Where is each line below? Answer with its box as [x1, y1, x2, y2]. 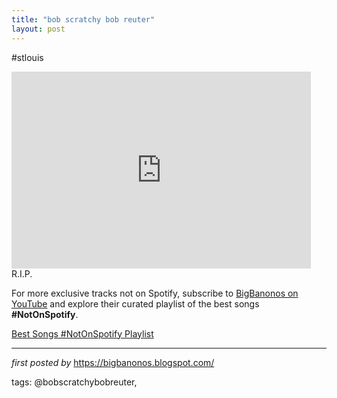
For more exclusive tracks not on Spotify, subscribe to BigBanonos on [11, 287, 299, 299]
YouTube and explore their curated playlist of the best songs [11, 297, 260, 310]
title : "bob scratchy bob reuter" [11, 14, 156, 25]
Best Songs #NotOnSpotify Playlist [11, 327, 154, 340]
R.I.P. [11, 267, 33, 280]
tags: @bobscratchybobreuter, [11, 376, 138, 388]
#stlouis [11, 51, 44, 63]
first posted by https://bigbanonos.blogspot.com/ [11, 356, 215, 368]
